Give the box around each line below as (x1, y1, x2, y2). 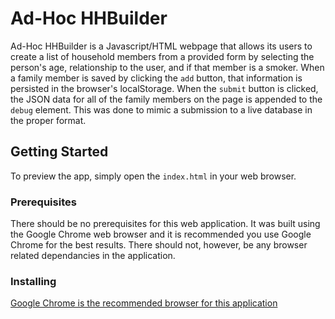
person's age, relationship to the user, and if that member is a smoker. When (10, 61, 325, 73)
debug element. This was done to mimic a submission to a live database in (10, 103, 313, 116)
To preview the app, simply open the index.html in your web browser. (10, 170, 297, 182)
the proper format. (10, 114, 87, 126)
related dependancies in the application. (10, 250, 176, 262)
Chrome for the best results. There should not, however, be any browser (10, 239, 308, 251)
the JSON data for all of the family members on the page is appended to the (10, 93, 323, 105)
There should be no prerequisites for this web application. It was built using (10, 218, 321, 230)
